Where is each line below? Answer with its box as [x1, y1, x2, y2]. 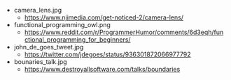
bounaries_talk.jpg [13, 58, 68, 65]
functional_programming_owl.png [13, 21, 111, 29]
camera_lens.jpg [13, 6, 62, 14]
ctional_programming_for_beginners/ [24, 35, 131, 44]
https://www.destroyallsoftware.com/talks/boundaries [24, 65, 181, 73]
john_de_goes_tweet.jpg [13, 43, 84, 51]
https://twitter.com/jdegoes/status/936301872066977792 [24, 50, 191, 58]
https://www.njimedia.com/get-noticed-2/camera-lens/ [24, 13, 184, 22]
